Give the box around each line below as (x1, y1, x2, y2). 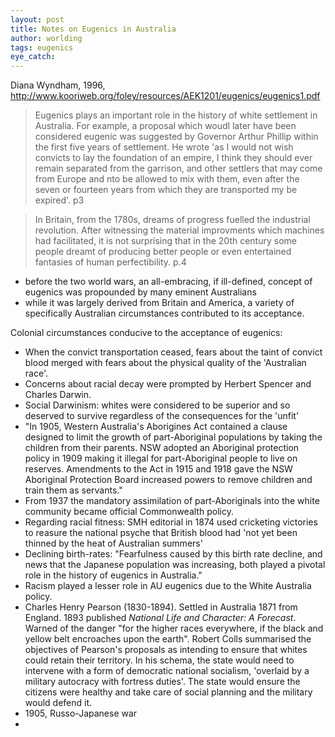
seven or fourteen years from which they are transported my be (34, 184, 298, 196)
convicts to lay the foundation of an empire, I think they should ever (34, 152, 313, 164)
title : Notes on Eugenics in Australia (10, 24, 177, 34)
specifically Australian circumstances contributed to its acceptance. (24, 307, 305, 320)
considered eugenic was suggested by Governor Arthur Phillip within (34, 131, 319, 143)
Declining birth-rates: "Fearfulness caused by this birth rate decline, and (24, 548, 323, 560)
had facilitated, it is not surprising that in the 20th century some (34, 235, 297, 247)
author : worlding (10, 33, 83, 43)
